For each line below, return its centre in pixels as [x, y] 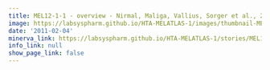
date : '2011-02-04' [41, 31]
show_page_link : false [46, 53]
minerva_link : [32, 38]
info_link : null [35, 46]
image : [19, 23]
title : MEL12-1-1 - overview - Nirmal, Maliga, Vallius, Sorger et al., [133, 16]
